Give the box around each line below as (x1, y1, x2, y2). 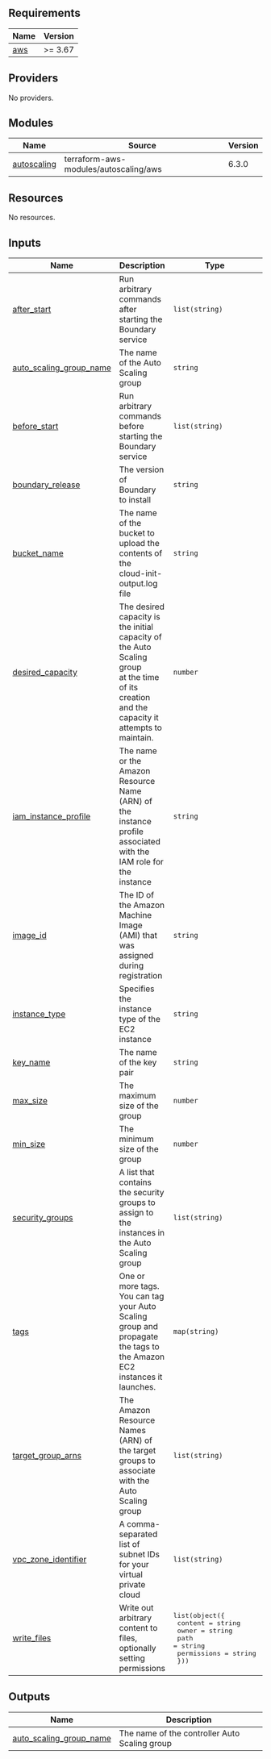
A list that (119, 1167, 155, 1178)
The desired (119, 601, 165, 612)
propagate (119, 1331, 159, 1342)
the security (119, 1187, 165, 1198)
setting (119, 1653, 145, 1664)
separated (119, 1528, 158, 1540)
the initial (119, 621, 153, 632)
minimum (119, 1133, 155, 1144)
